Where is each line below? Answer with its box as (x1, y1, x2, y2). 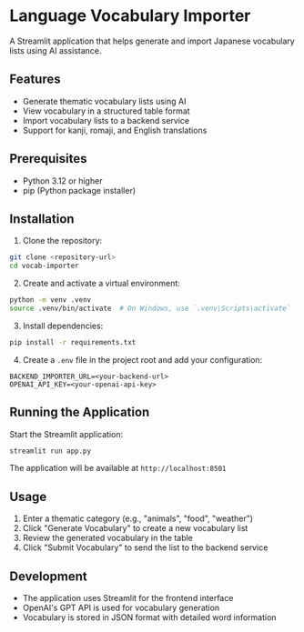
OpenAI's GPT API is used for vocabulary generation (22, 602, 220, 614)
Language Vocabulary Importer (9, 5, 251, 26)
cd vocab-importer (9, 261, 79, 271)
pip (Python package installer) (22, 185, 137, 196)
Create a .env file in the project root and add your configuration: (22, 354, 263, 365)
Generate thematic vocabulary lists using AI (22, 95, 187, 106)
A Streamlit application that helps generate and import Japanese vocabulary (9, 35, 296, 46)
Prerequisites (9, 151, 87, 166)
